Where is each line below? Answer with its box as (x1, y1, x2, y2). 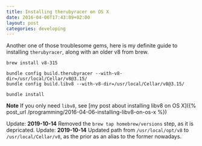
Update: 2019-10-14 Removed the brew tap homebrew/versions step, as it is (6, 120, 194, 127)
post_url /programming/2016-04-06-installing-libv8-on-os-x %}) (6, 109, 167, 116)
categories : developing (6, 25, 66, 32)
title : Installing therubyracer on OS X (6, 8, 110, 15)
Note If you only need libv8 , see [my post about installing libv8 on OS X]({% (6, 102, 197, 109)
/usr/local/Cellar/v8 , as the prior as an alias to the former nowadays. (6, 133, 182, 140)
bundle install (6, 91, 45, 98)
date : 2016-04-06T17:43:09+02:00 (6, 14, 90, 20)
